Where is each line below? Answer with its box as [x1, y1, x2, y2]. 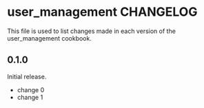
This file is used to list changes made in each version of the [7, 27, 176, 35]
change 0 [17, 85, 45, 94]
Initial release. [7, 72, 47, 80]
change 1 [17, 93, 43, 101]
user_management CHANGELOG [7, 4, 198, 20]
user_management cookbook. [7, 34, 92, 42]
